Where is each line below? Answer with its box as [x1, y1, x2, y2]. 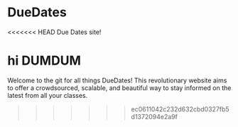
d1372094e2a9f [131, 112, 178, 121]
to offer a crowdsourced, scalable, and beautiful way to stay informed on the [7, 83, 232, 92]
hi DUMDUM [7, 53, 82, 69]
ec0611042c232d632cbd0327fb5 [131, 104, 229, 114]
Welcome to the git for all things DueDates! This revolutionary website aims [7, 76, 227, 84]
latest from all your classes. [7, 91, 88, 99]
